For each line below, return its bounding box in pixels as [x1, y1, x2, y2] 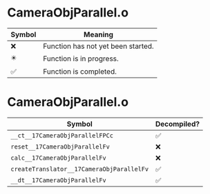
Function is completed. [42, 67, 117, 76]
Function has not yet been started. [42, 41, 154, 51]
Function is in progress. [42, 54, 119, 63]
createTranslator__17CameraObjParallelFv [10, 165, 149, 173]
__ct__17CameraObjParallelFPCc [10, 131, 114, 139]
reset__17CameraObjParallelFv [10, 142, 111, 151]
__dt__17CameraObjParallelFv [10, 176, 106, 184]
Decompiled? [155, 119, 200, 129]
